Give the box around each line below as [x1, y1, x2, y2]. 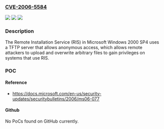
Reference [5, 79, 27, 85]
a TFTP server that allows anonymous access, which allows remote [5, 44, 143, 50]
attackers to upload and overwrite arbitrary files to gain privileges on [5, 50, 145, 56]
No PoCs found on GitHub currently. [5, 118, 79, 124]
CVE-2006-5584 [5, 3, 47, 10]
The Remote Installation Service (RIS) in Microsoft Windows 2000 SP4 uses [5, 39, 160, 45]
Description [5, 28, 34, 35]
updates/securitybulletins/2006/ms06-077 [12, 96, 100, 102]
